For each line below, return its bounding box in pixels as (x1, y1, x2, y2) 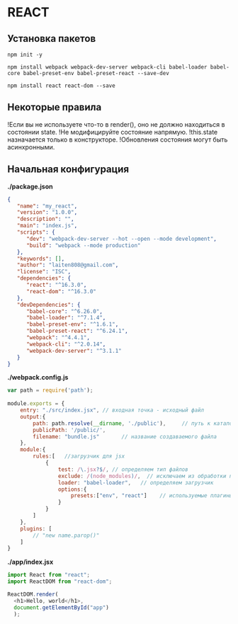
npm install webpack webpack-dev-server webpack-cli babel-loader (7, 64, 208, 71)
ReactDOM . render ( (7, 591, 59, 598)
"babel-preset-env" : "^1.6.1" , (25, 321, 119, 328)
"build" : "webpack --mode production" (25, 242, 141, 249)
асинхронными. (7, 142, 55, 151)
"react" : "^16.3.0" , (25, 281, 87, 288)
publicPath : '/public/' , (33, 426, 106, 433)
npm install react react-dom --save (7, 82, 115, 89)
